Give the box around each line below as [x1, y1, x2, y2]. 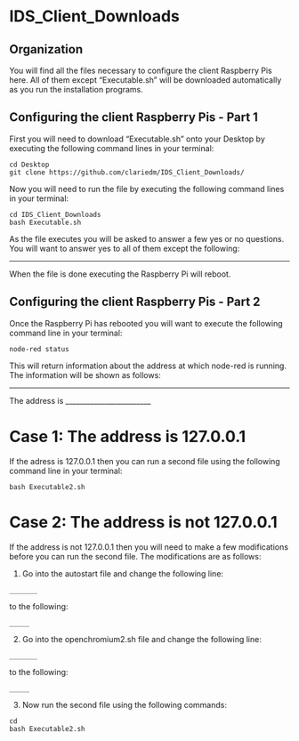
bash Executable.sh [9, 218, 82, 227]
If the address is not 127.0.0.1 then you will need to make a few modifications [9, 541, 289, 552]
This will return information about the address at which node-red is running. [9, 360, 287, 371]
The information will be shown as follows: [9, 369, 162, 380]
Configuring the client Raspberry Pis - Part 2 [9, 294, 261, 310]
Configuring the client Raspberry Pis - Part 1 [9, 109, 258, 125]
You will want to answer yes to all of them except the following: [9, 243, 240, 254]
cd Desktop [9, 160, 50, 169]
